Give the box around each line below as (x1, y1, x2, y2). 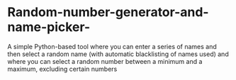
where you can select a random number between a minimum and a (7, 57, 203, 65)
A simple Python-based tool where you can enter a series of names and (7, 42, 218, 51)
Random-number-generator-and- (7, 4, 209, 20)
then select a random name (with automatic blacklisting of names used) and (7, 50, 229, 58)
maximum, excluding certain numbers (7, 65, 118, 73)
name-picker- (7, 19, 91, 35)
